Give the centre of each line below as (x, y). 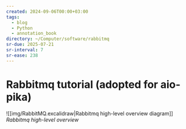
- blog (19, 22)
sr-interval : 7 (25, 50)
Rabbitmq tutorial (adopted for (82, 85)
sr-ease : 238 (22, 55)
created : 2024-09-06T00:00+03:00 (47, 11)
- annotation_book (34, 34)
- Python (22, 28)
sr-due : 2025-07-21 (30, 45)
